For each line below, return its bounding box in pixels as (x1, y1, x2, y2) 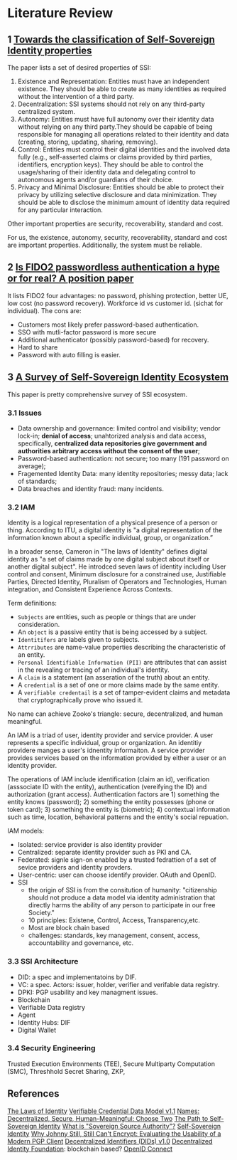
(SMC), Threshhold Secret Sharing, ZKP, (7, 1067, 126, 1075)
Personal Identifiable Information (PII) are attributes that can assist (17, 658, 227, 667)
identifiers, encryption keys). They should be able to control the (17, 160, 204, 169)
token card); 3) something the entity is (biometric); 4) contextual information (7, 806, 231, 814)
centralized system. (17, 107, 76, 115)
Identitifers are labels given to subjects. (17, 636, 140, 644)
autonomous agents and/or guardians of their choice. (17, 176, 174, 184)
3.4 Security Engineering (7, 1043, 96, 1053)
